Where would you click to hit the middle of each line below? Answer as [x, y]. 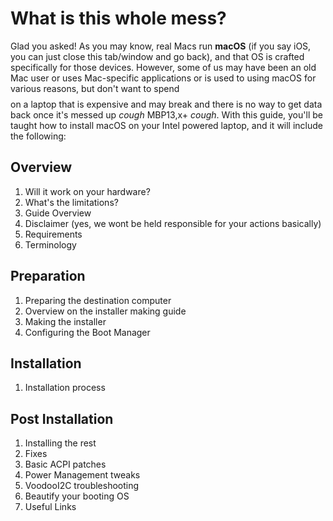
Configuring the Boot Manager [87, 332]
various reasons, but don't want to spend [95, 88]
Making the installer [65, 321]
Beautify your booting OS [77, 496]
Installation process [65, 388]
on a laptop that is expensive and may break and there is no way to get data [166, 104]
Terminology [50, 244]
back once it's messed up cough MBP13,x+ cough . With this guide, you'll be [166, 114]
